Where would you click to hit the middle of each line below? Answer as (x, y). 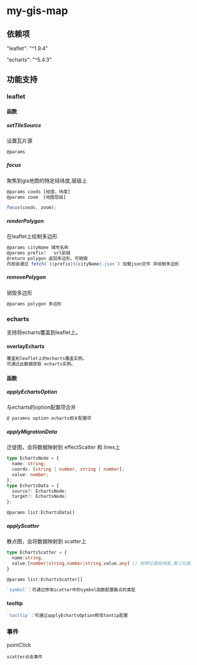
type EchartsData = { (33, 486)
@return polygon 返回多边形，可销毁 (47, 259)
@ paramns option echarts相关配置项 (49, 418)
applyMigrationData (32, 432)
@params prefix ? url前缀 (39, 253)
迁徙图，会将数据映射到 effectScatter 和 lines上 (63, 447)
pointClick (19, 645)
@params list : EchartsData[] (41, 513)
